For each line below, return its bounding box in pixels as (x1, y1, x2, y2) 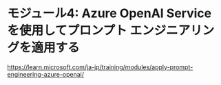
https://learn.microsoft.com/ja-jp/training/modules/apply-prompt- (7, 62, 193, 71)
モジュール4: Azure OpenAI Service (7, 5, 212, 21)
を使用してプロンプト (7, 23, 127, 38)
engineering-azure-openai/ (7, 70, 85, 78)
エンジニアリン (129, 23, 215, 38)
